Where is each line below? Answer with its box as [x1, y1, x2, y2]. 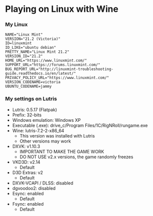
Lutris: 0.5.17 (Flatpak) [12, 107, 57, 112]
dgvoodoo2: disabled [12, 185, 56, 191]
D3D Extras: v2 [12, 169, 43, 176]
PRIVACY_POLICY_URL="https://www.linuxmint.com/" [5, 75, 110, 80]
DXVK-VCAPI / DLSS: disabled [12, 180, 74, 186]
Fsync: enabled [12, 201, 44, 207]
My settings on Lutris [5, 95, 57, 102]
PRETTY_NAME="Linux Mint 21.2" [5, 49, 70, 55]
